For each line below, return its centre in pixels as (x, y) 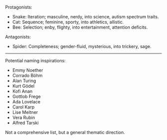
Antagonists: (18, 37)
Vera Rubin (24, 117)
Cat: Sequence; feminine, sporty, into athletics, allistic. (68, 22)
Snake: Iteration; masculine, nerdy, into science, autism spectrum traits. (85, 17)
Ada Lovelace (26, 102)
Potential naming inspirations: (36, 61)
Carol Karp (23, 107)
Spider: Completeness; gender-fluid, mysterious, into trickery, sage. (82, 46)
